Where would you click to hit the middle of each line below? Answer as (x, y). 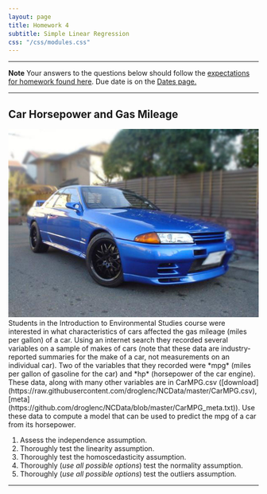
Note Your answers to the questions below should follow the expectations (129, 73)
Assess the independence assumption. (83, 440)
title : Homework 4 (39, 25)
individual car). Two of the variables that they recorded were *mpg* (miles (130, 366)
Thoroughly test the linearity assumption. (87, 449)
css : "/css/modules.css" (49, 42)
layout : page (30, 17)
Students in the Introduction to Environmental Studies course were (117, 323)
